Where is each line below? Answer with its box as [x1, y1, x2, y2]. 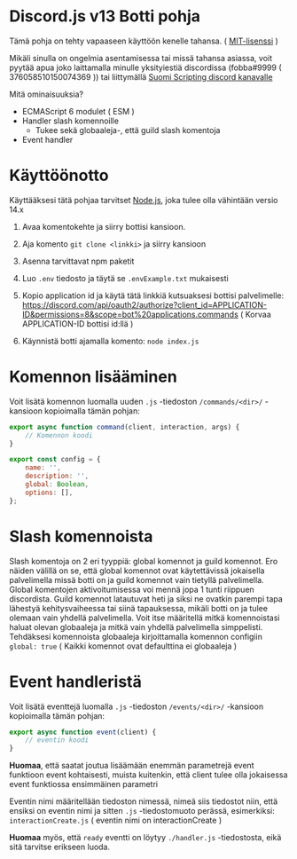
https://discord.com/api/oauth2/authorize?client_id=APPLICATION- [21, 299, 268, 310]
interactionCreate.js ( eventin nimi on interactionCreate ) [9, 815, 223, 826]
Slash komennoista [9, 526, 153, 547]
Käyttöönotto [9, 166, 109, 185]
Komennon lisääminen [9, 366, 177, 387]
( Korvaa [239, 309, 272, 319]
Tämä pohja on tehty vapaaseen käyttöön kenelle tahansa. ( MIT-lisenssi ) [9, 35, 279, 46]
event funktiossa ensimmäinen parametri [9, 779, 158, 790]
